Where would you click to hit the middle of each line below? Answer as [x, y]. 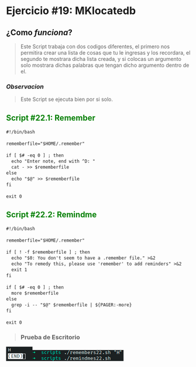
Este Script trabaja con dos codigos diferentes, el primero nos [95, 46]
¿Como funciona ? [39, 33]
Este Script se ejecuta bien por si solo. [66, 99]
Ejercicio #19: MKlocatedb [71, 11]
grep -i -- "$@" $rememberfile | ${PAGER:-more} [72, 305]
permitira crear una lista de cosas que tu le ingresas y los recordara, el [105, 53]
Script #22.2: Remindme [51, 214]
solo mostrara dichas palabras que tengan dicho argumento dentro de [105, 65]
